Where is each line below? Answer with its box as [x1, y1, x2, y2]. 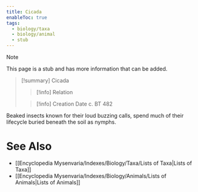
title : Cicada [6, 8, 42, 15]
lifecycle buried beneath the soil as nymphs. [6, 118, 116, 126]
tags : [6, 20, 20, 26]
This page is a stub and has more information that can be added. [6, 65, 168, 72]
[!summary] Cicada [21, 77, 70, 84]
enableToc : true [6, 14, 47, 21]
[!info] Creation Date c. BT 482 [36, 100, 113, 107]
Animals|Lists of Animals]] [15, 179, 81, 186]
